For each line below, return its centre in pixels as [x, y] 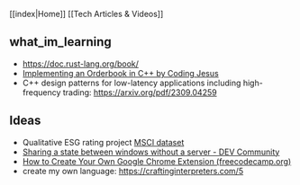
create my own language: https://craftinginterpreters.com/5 [133, 171]
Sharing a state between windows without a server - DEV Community [151, 152]
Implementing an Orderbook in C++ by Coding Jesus [120, 73]
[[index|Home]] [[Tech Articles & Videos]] [86, 14]
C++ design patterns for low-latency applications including [132, 83]
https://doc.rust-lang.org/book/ [81, 64]
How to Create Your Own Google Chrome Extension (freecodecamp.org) [157, 161]
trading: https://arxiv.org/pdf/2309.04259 [140, 92]
